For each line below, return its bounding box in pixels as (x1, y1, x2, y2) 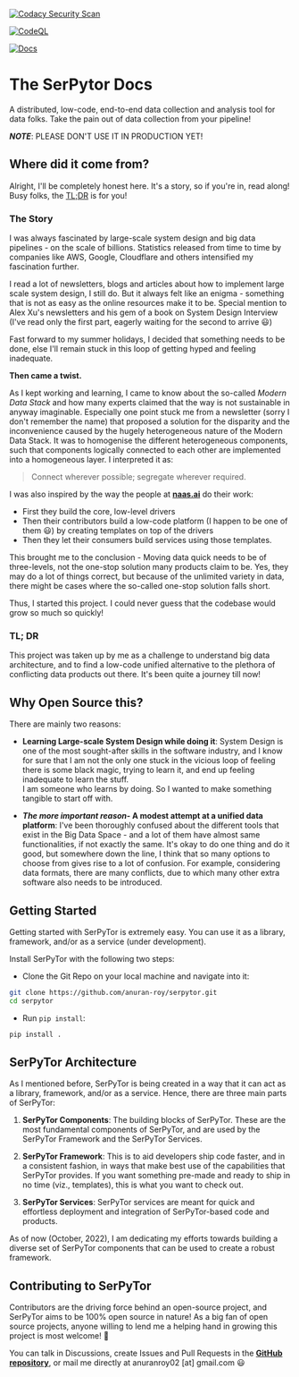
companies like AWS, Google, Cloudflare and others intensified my (9, 251, 254, 263)
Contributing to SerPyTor (9, 1278, 152, 1293)
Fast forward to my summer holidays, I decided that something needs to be (9, 334, 286, 344)
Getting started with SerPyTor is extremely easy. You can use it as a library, (9, 926, 286, 937)
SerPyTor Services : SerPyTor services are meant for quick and (21, 1197, 255, 1208)
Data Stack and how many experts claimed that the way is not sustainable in (9, 397, 290, 408)
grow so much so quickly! (9, 608, 104, 618)
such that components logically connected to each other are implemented (9, 445, 281, 455)
